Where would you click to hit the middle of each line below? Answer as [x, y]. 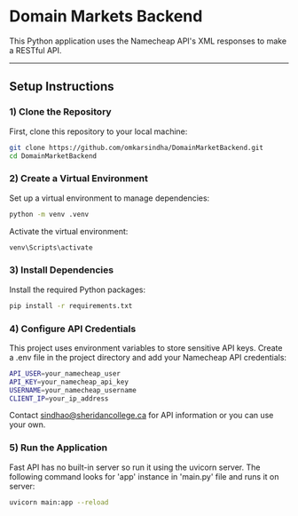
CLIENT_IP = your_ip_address [59, 398]
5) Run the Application [59, 448]
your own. [27, 425]
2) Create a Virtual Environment [78, 179]
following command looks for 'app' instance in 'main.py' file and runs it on [144, 476]
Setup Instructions [62, 87]
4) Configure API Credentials [73, 329]
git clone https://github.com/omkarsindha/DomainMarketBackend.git [137, 147]
